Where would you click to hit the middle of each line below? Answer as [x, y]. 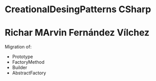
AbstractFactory [29, 73]
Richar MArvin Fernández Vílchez [77, 33]
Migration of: [18, 47]
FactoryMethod [28, 62]
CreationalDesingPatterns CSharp [78, 9]
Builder [20, 68]
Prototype [23, 57]
